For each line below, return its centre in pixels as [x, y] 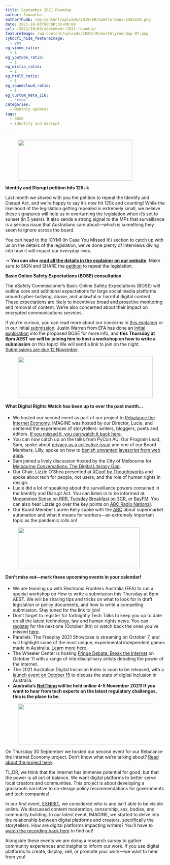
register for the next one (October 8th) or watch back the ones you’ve [86, 626]
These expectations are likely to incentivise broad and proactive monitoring [84, 302]
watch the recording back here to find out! [49, 831]
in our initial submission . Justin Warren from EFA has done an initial [75, 328]
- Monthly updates [29, 109]
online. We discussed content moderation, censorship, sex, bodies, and [80, 809]
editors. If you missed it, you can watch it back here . [67, 434]
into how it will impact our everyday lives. [48, 250]
